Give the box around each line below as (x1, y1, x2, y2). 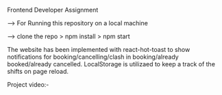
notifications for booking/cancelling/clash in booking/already (7, 53, 180, 61)
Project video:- (7, 81, 49, 88)
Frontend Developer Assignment (7, 6, 99, 14)
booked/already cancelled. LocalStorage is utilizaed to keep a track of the (7, 60, 216, 68)
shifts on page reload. (7, 68, 69, 75)
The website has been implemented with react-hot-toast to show (7, 46, 190, 53)
